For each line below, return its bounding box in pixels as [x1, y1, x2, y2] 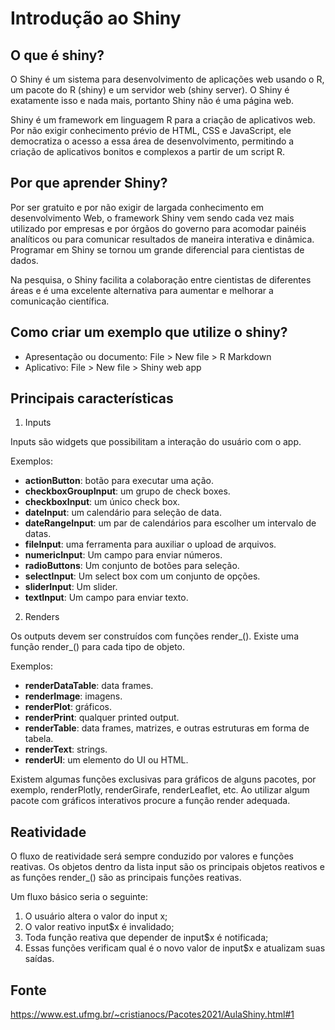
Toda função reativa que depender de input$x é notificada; [24, 932, 269, 944]
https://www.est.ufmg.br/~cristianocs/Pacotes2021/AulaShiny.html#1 [10, 1008, 295, 1021]
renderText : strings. [24, 743, 108, 756]
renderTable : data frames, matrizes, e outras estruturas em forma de [24, 722, 310, 734]
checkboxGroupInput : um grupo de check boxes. [24, 485, 231, 497]
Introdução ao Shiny [10, 7, 182, 30]
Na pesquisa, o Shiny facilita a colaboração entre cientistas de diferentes [10, 273, 312, 286]
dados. [10, 254, 39, 266]
